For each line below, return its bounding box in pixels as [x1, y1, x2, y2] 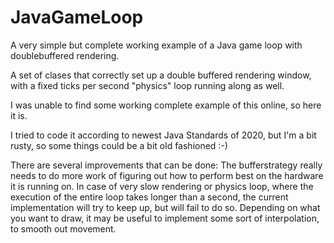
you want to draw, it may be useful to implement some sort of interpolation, [10, 212, 320, 224]
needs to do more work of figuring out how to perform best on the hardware [10, 169, 324, 181]
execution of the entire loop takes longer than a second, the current [10, 191, 289, 203]
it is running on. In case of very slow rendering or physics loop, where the [10, 180, 314, 192]
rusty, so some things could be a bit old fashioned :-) [10, 139, 228, 151]
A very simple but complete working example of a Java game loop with [10, 39, 303, 51]
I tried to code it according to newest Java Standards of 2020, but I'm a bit [10, 129, 317, 141]
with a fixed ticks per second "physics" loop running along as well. [10, 79, 285, 91]
